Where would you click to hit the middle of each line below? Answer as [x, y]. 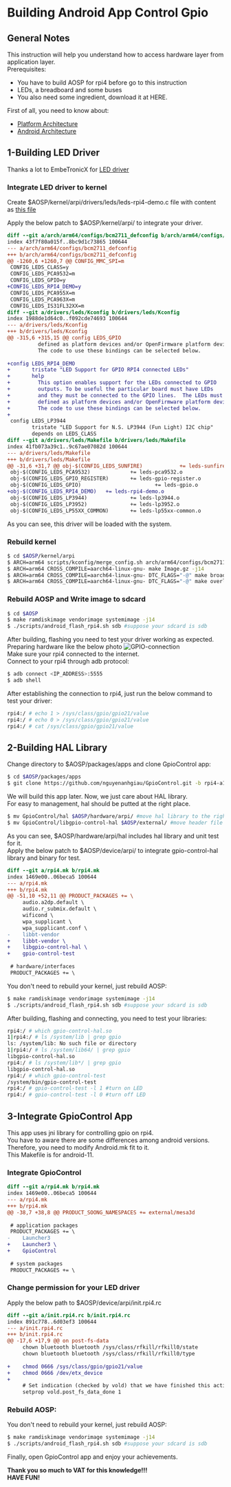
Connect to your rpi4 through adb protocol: [68, 662]
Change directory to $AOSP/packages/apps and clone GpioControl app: [109, 764]
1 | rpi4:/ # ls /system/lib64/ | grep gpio [69, 1050]
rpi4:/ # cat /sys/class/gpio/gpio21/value [70, 726]
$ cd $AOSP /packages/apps [44, 777]
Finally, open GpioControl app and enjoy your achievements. [92, 1457]
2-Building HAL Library [57, 747]
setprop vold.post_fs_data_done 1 [72, 1392]
